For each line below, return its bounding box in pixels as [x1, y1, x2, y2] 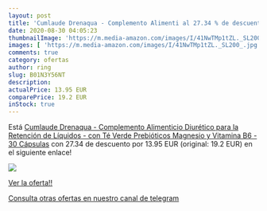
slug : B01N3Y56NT [8, 71, 66, 79]
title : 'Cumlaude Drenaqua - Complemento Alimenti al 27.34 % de [8, 19, 229, 27]
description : [8, 78, 52, 86]
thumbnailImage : [8, 33, 62, 42]
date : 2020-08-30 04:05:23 [8, 26, 98, 34]
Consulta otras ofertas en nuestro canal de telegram [8, 193, 180, 203]
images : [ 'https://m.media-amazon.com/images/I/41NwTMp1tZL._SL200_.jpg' [8, 41, 261, 49]
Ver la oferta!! [8, 178, 53, 188]
